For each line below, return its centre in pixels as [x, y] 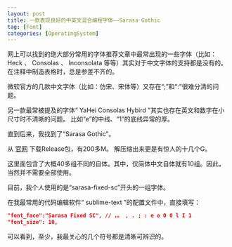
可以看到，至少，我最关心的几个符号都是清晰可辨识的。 [87, 236]
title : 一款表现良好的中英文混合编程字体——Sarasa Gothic [84, 20]
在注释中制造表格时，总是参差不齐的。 [63, 72]
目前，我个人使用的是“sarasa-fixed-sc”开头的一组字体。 [89, 187]
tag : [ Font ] [25, 27]
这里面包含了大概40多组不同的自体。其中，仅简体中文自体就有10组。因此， [116, 164]
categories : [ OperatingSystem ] [53, 33]
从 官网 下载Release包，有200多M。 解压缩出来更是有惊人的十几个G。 [109, 149]
